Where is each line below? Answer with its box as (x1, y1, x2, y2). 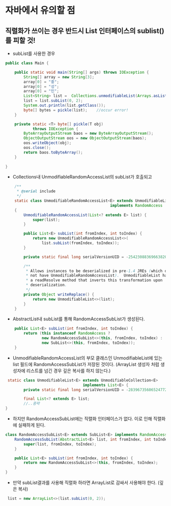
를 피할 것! (5, 36, 36, 45)
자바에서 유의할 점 (5, 5, 75, 16)
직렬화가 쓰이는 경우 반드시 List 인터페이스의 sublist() (5, 26, 164, 35)
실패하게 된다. (18, 422, 46, 428)
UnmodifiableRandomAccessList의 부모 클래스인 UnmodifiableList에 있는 (12, 354, 163, 361)
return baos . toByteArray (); (23, 150, 83, 155)
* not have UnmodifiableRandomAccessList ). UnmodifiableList (25, 273, 160, 278)
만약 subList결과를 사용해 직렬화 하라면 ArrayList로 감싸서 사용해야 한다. (12, 480, 157, 486)
